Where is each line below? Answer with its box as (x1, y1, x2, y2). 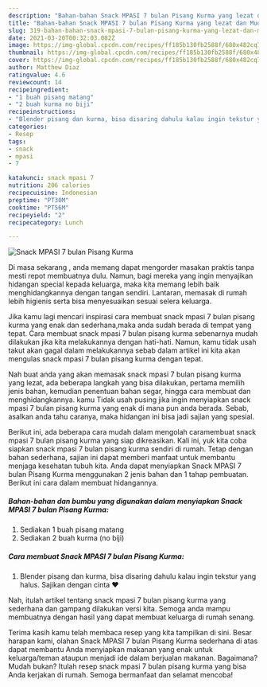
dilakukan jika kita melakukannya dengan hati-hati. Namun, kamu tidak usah (8, 338, 257, 347)
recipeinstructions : (8, 108, 77, 116)
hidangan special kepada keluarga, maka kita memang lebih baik (8, 279, 220, 289)
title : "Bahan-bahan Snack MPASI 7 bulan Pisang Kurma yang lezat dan (8, 19, 247, 27)
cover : (8, 57, 30, 64)
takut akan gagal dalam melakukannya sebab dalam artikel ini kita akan (8, 345, 241, 355)
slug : (8, 26, 26, 34)
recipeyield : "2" (8, 211, 66, 219)
